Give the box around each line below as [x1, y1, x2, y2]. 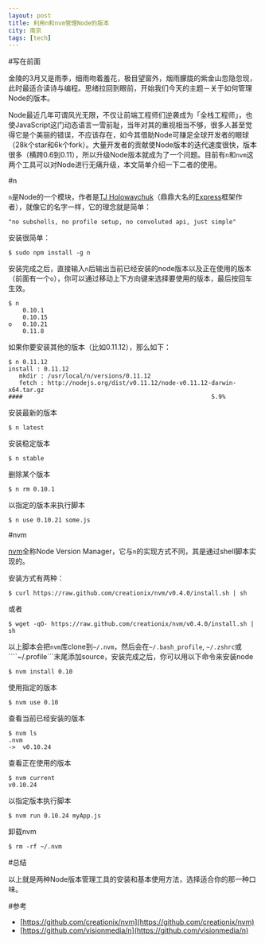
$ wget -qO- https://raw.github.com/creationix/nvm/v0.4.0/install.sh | [8, 620, 255, 628]
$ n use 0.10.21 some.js [8, 516, 91, 525]
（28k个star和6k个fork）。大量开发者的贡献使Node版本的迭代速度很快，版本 [8, 140, 257, 149]
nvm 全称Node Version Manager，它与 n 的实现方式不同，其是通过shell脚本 [8, 546, 250, 557]
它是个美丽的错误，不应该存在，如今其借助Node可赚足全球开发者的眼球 [14, 130, 249, 140]
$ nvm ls [8, 729, 37, 738]
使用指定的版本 [8, 683, 57, 693]
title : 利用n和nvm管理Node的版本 [8, 19, 110, 27]
